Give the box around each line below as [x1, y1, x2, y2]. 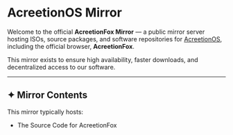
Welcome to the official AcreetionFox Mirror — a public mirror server [7, 28, 205, 36]
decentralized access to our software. [7, 63, 116, 71]
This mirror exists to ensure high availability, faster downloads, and [7, 55, 199, 63]
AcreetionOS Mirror [7, 5, 123, 21]
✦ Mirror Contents [7, 90, 88, 101]
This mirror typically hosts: [7, 107, 84, 116]
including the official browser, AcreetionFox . [7, 42, 135, 50]
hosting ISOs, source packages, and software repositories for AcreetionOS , [7, 34, 223, 43]
